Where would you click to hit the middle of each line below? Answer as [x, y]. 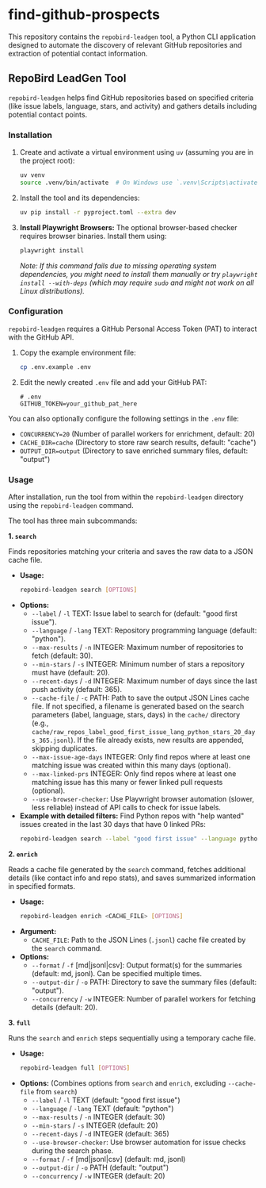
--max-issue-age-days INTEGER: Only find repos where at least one [141, 756]
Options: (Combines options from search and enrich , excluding [123, 1083]
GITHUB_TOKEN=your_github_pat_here [78, 404]
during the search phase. [72, 1150]
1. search [23, 536]
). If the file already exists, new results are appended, [157, 740]
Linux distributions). [52, 290]
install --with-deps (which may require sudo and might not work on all [137, 283]
